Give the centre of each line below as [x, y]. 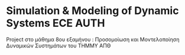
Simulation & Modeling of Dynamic [92, 11]
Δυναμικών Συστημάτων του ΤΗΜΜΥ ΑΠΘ [59, 46]
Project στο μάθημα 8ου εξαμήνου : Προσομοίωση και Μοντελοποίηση [93, 39]
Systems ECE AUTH [56, 23]
